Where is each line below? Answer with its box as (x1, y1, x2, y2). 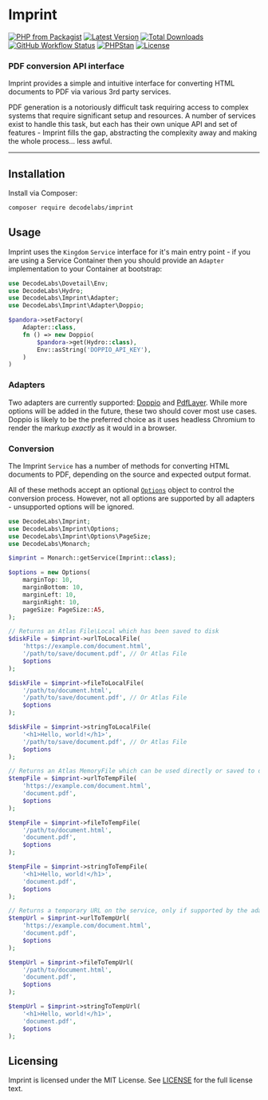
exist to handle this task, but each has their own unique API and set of (8, 120, 238, 129)
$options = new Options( (8, 568, 91, 576)
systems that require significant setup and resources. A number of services (8, 111, 257, 121)
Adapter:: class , (22, 323, 77, 332)
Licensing (8, 1054, 58, 1067)
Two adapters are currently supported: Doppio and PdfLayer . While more (8, 398, 247, 407)
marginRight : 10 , (22, 598, 81, 606)
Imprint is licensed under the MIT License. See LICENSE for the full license (8, 1075, 253, 1085)
